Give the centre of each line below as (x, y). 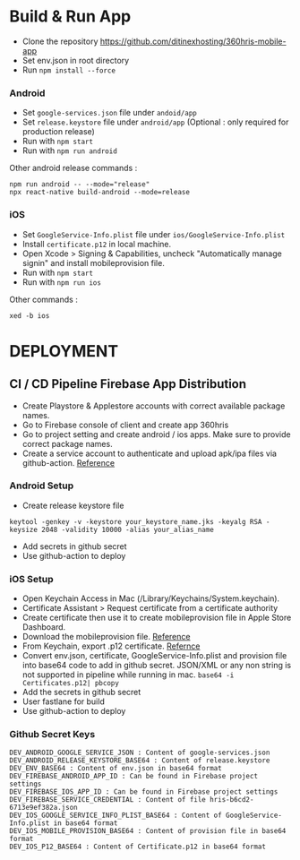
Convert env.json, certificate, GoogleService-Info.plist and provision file (154, 656)
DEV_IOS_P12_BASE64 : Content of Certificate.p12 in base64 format (138, 847)
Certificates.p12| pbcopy (70, 684)
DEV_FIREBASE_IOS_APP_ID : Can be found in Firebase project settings (144, 792)
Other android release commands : (73, 168)
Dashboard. (44, 627)
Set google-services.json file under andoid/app (109, 113)
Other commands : (43, 299)
